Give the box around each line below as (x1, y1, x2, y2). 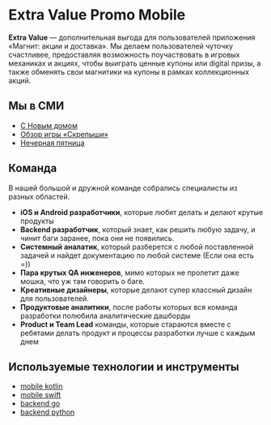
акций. (8, 75, 32, 85)
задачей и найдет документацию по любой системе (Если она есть (19, 250, 255, 260)
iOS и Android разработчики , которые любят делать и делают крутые (19, 207, 264, 217)
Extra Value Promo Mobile (8, 6, 186, 24)
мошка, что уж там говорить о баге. (19, 276, 146, 285)
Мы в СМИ (8, 99, 65, 113)
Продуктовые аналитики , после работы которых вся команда (19, 302, 238, 311)
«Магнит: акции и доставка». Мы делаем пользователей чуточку (8, 41, 233, 50)
